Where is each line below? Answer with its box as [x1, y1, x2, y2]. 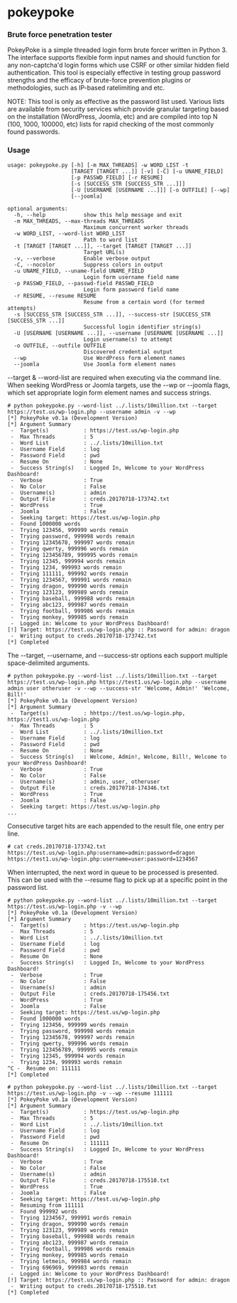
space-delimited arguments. [7, 659, 90, 667]
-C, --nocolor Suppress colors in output [13, 261, 163, 268]
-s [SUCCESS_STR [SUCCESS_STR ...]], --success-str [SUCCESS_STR [13, 311, 211, 318]
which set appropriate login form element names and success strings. [7, 388, 211, 397]
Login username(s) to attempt [83, 336, 173, 343]
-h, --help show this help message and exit [13, 211, 182, 218]
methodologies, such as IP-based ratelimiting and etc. [7, 83, 165, 92]
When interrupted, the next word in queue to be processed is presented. [7, 868, 219, 876]
